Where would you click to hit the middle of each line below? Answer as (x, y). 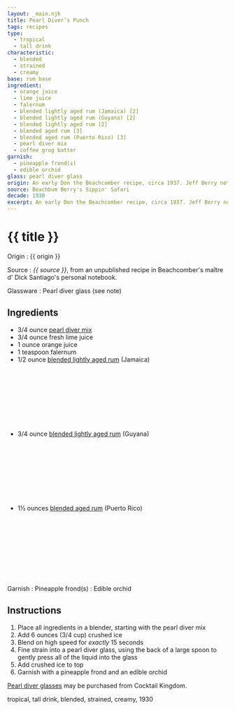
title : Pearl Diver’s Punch (48, 20)
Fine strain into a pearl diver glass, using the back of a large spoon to (117, 649)
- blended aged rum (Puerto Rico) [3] (70, 137)
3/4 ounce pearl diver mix (55, 329)
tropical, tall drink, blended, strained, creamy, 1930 (80, 699)
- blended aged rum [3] (48, 131)
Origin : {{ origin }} (34, 256)
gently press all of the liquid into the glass (77, 657)
